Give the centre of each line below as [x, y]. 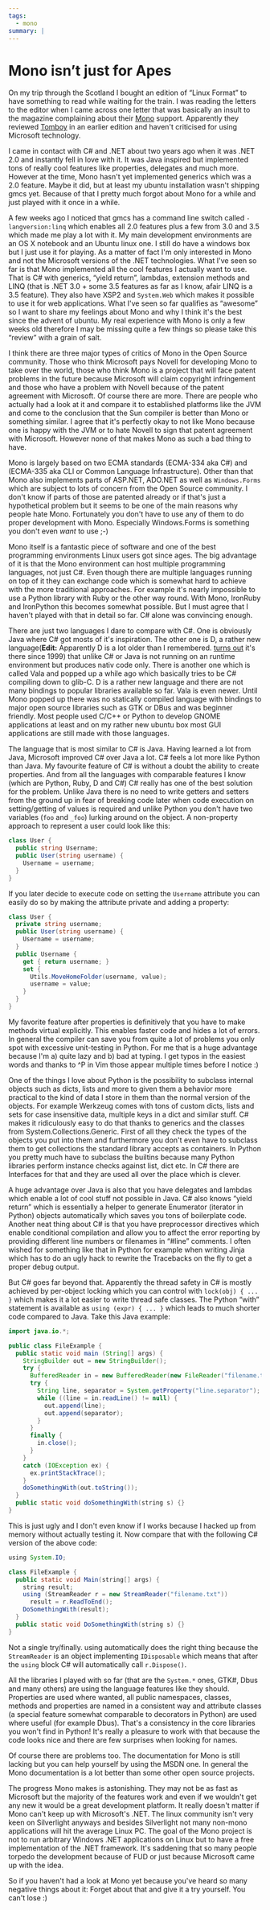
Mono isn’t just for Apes [90, 70]
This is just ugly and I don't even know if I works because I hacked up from [132, 1525]
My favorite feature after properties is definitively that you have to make [127, 1022]
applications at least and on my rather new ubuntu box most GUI [115, 725]
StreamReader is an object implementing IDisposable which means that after [133, 1656]
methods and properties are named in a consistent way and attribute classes [135, 1706]
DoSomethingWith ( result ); [66, 1610]
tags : [17, 16]
